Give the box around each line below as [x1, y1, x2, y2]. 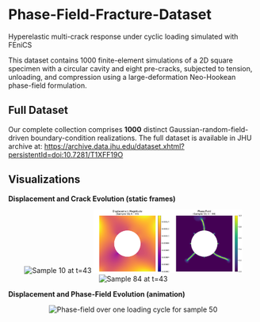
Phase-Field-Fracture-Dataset [8, 6, 212, 24]
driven [8, 133, 29, 142]
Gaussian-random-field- [169, 124, 249, 134]
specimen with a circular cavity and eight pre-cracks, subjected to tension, [8, 63, 253, 73]
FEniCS [8, 40, 32, 49]
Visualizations [8, 172, 81, 187]
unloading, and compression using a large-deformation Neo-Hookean [8, 72, 236, 81]
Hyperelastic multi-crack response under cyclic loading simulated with [8, 32, 239, 41]
